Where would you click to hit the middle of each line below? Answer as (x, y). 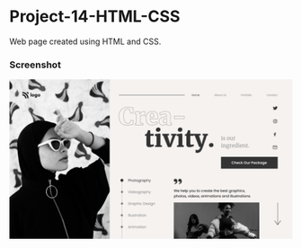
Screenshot (35, 65)
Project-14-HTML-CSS (95, 17)
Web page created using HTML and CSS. (85, 41)
